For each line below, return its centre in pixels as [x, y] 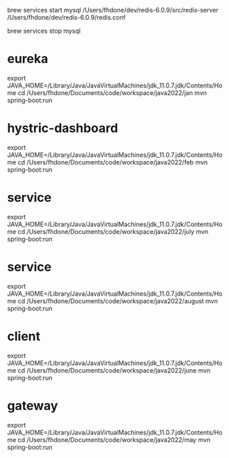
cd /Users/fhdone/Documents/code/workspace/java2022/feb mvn [113, 162]
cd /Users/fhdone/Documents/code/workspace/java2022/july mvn [113, 231]
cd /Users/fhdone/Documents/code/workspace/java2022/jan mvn [112, 92]
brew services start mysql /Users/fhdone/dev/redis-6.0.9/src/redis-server [113, 10]
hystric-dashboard [63, 128]
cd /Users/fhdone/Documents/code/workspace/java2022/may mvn [114, 439]
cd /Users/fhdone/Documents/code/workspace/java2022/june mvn [114, 370]
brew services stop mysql [44, 31]
